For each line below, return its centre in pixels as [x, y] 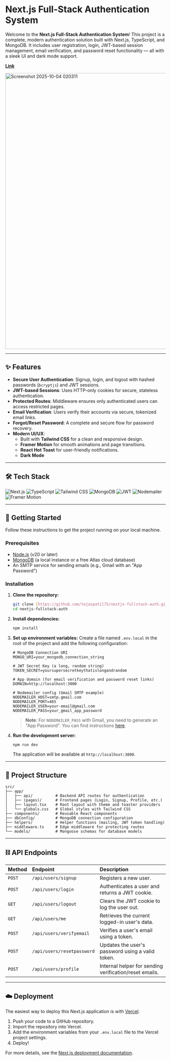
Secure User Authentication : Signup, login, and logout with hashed [83, 379]
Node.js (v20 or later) [35, 554]
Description [114, 869]
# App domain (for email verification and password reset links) [83, 679]
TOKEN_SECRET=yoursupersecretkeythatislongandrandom [70, 670]
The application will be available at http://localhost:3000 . [74, 754]
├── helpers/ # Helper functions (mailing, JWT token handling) [85, 823]
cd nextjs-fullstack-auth [40, 609]
